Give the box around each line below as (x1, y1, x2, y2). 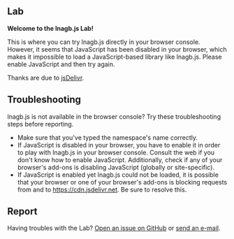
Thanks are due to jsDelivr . (7, 73, 85, 82)
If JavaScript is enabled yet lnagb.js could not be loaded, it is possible (17, 171, 219, 179)
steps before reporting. (7, 119, 74, 128)
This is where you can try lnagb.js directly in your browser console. (7, 38, 200, 46)
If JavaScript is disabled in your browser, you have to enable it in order (17, 140, 221, 149)
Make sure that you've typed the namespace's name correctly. (17, 133, 198, 142)
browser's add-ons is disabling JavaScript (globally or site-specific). (17, 163, 215, 171)
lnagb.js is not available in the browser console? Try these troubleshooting (7, 112, 221, 121)
